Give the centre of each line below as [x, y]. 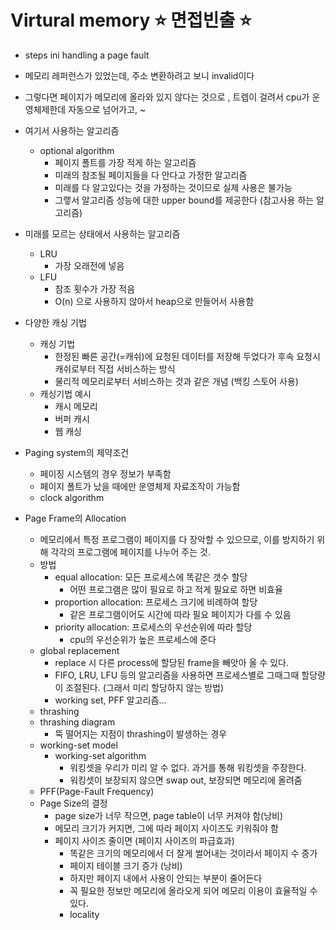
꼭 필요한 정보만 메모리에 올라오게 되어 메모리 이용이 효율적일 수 [193, 890]
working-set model [78, 745]
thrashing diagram [77, 722]
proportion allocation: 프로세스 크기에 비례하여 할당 [156, 602]
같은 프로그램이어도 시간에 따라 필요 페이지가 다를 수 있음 [180, 614]
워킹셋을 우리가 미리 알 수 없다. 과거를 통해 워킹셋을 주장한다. [188, 767]
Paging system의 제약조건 [77, 452]
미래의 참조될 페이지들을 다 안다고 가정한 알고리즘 [151, 175]
